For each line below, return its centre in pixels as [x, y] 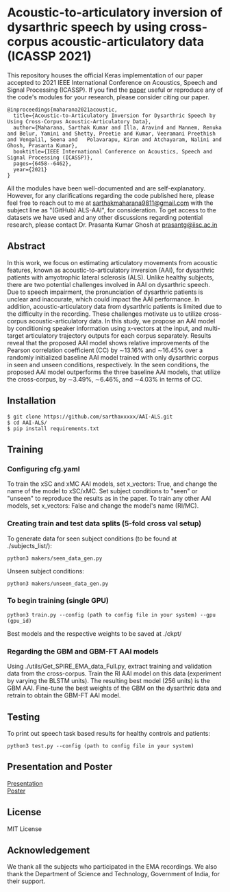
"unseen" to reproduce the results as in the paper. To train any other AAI [109, 499]
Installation [31, 401]
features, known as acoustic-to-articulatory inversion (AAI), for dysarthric [111, 270]
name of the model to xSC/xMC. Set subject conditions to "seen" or [102, 491]
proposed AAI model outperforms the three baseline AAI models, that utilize [114, 372]
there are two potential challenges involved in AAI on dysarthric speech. [108, 284]
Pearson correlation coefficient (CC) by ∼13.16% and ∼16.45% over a [105, 350]
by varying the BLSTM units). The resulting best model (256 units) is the [108, 681]
